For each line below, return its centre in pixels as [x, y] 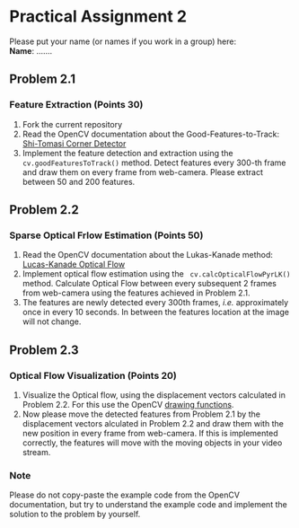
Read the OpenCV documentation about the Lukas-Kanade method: [148, 255]
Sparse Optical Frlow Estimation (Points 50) [106, 235]
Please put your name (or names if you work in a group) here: [123, 41]
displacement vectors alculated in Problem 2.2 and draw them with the [153, 423]
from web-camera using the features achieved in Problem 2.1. [136, 293]
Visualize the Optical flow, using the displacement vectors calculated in [154, 395]
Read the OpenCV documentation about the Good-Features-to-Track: [151, 134]
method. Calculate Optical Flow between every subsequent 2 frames [149, 284]
